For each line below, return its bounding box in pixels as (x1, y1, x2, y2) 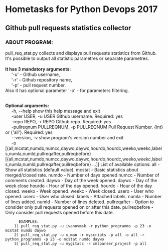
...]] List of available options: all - (92, 161, 160, 167)
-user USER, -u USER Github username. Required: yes (11, 113, 123, 119)
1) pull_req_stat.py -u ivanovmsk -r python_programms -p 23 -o (14, 223, 151, 228)
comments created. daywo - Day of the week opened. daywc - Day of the (5, 177, 157, 183)
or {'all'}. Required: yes (5, 129, 53, 135)
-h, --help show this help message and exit (11, 108, 100, 114)
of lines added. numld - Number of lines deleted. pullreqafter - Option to (5, 199, 154, 205)
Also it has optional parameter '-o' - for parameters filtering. (5, 87, 129, 94)
